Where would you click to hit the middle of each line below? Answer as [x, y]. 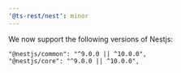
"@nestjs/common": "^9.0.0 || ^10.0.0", [78, 54]
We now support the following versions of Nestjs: [90, 39]
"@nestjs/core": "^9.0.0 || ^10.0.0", [74, 61]
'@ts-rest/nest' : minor [49, 16]
